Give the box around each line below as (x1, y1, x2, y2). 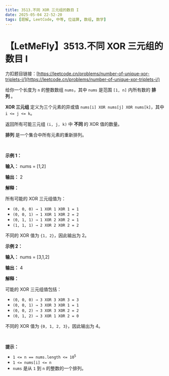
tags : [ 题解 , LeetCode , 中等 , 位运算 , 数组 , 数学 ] (5, 17, 107, 22)
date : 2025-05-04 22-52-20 (5, 12, 62, 17)
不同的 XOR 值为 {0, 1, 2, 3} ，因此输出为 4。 (5, 323, 103, 329)
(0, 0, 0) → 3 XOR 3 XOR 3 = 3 (12, 297, 79, 302)
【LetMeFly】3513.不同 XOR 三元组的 (5, 40, 163, 52)
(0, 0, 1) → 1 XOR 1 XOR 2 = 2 (12, 212, 79, 217)
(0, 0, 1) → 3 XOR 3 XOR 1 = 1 (12, 303, 79, 308)
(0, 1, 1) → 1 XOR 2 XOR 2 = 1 (12, 218, 79, 223)
